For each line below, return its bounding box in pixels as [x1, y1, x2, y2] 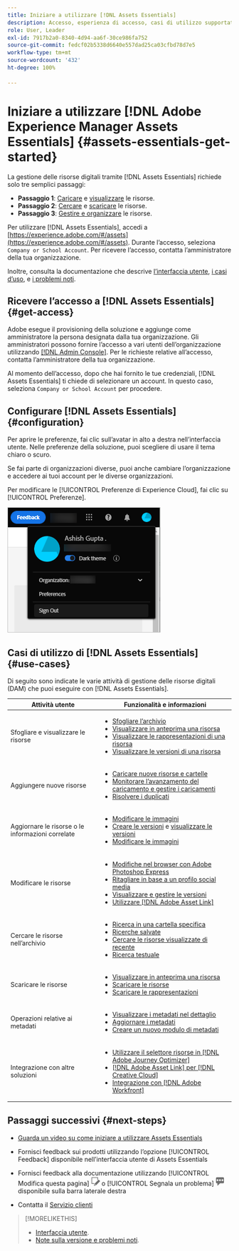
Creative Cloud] [112, 1071, 159, 1079]
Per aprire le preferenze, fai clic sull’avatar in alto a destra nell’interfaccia [7, 435, 221, 444]
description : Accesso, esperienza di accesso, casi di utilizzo [7, 19, 202, 26]
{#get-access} [7, 306, 75, 318]
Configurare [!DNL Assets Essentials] [7, 405, 176, 417]
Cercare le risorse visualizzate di [112, 935, 208, 944]
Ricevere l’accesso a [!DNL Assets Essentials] [7, 295, 215, 307]
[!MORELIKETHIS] [24, 1214, 78, 1222]
